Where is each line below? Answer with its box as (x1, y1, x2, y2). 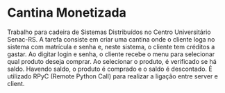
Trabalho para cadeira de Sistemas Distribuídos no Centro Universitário (7, 28, 211, 36)
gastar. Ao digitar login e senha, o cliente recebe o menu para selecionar (7, 50, 215, 58)
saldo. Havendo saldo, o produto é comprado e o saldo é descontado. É (7, 65, 213, 73)
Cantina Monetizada (7, 5, 126, 21)
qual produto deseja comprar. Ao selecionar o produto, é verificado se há (7, 57, 217, 65)
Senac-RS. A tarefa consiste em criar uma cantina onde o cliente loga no (7, 35, 215, 43)
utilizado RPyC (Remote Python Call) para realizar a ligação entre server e (7, 71, 219, 81)
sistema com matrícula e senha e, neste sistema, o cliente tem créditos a (7, 42, 215, 51)
